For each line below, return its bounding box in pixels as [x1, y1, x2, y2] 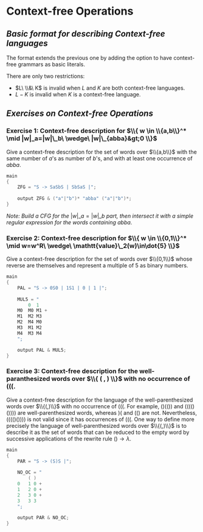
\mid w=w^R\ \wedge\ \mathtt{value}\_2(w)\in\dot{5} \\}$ [6, 241, 180, 250]
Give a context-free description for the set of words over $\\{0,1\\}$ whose [6, 255, 193, 263]
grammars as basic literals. [18, 61, 85, 68]
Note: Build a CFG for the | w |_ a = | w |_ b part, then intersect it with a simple [6, 212, 193, 219]
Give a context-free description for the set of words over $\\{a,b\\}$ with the [6, 148, 198, 155]
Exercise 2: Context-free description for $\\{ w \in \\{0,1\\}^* [6, 233, 187, 242]
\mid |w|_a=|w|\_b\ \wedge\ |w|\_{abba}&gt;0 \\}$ [6, 134, 157, 143]
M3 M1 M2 [17, 325, 43, 331]
